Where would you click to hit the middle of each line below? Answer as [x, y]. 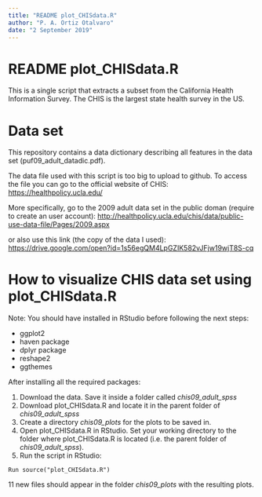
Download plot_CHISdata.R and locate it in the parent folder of [120, 406]
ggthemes [36, 367]
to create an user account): [52, 216]
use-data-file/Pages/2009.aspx [59, 225]
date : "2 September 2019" [50, 30]
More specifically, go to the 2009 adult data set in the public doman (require [131, 208]
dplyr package [43, 350]
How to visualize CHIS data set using [130, 280]
